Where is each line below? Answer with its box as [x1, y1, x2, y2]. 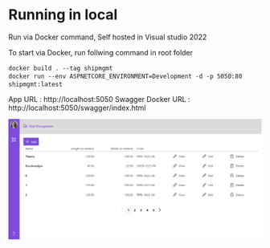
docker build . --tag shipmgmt [8, 64, 113, 72]
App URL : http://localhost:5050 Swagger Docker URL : [8, 94, 190, 104]
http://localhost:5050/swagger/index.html [8, 103, 146, 112]
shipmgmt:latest [8, 80, 63, 88]
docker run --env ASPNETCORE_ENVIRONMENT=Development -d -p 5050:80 [8, 72, 243, 80]
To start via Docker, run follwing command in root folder [8, 47, 194, 57]
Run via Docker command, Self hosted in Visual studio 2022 [8, 32, 207, 42]
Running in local [8, 6, 118, 24]
